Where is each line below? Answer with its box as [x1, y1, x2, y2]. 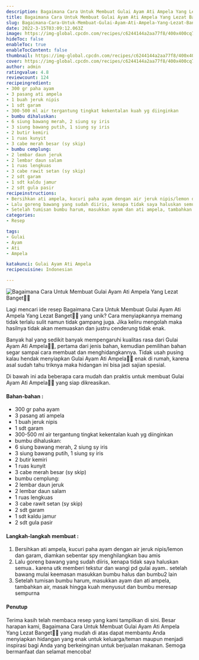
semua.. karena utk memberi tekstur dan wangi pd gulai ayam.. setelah [14, 565, 188, 572]
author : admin [6, 63, 41, 70]
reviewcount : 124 [6, 75, 49, 81]
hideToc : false [6, 36, 44, 42]
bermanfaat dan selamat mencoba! [6, 648, 92, 655]
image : [6, 31, 23, 37]
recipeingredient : [6, 81, 52, 86]
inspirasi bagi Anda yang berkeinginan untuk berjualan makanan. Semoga [6, 642, 186, 649]
